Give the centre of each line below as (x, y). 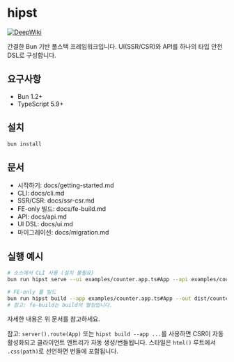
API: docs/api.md (42, 217)
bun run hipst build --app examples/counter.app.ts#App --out (99, 298)
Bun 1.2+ (30, 96)
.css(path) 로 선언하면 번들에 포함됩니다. (63, 351)
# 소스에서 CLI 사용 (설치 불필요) (51, 273)
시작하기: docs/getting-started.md (65, 185)
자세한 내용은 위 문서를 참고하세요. (54, 319)
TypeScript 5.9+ (40, 104)
